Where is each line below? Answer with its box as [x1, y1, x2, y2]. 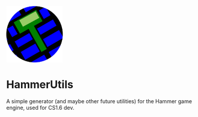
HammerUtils [6, 78, 73, 92]
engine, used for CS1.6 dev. [6, 104, 75, 111]
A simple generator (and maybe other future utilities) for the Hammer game [6, 97, 193, 104]
